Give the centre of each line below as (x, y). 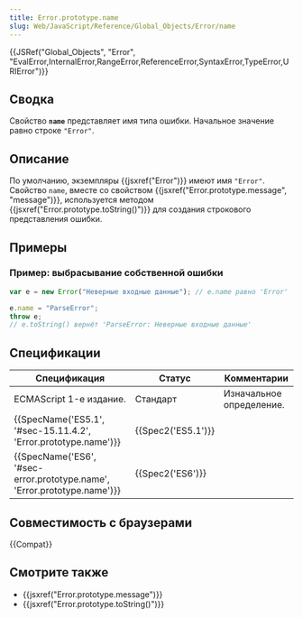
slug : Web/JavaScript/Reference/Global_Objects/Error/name (123, 26)
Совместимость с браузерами (101, 523)
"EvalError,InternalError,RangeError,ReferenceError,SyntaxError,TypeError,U (149, 61)
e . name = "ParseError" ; (54, 308)
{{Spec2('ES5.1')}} (174, 431)
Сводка (32, 99)
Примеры (38, 248)
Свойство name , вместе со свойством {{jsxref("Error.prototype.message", (148, 190)
